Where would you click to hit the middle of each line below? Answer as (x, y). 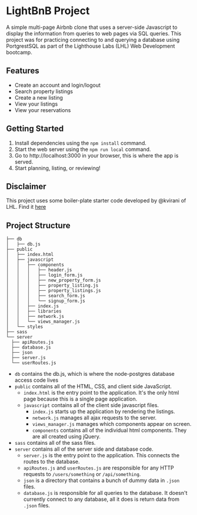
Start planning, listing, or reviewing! (58, 168)
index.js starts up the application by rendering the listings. (103, 412)
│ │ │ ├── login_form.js (44, 275)
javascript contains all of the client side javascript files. (91, 405)
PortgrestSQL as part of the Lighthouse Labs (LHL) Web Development (91, 46)
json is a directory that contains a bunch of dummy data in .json (101, 480)
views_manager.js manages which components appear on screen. (112, 424)
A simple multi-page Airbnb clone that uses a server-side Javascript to (92, 27)
